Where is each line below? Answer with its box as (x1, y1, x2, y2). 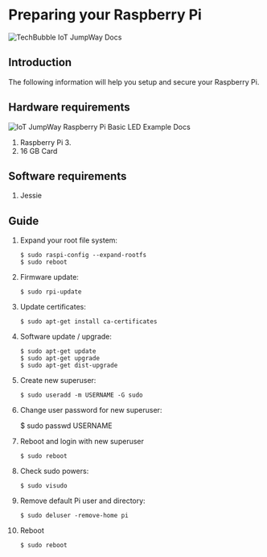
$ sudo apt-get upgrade (19, 355, 101, 363)
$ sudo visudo (19, 482, 68, 490)
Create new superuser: (19, 376, 97, 385)
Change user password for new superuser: (19, 405, 162, 415)
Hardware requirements (8, 101, 130, 114)
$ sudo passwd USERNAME (19, 421, 113, 430)
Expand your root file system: (19, 235, 118, 245)
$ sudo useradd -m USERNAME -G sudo (19, 391, 143, 400)
